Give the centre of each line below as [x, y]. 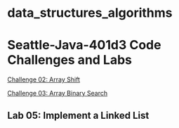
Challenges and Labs [69, 60]
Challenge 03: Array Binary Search [58, 94]
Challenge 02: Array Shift [44, 79]
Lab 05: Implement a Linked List [78, 115]
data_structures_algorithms [90, 13]
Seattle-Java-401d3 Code [84, 45]
